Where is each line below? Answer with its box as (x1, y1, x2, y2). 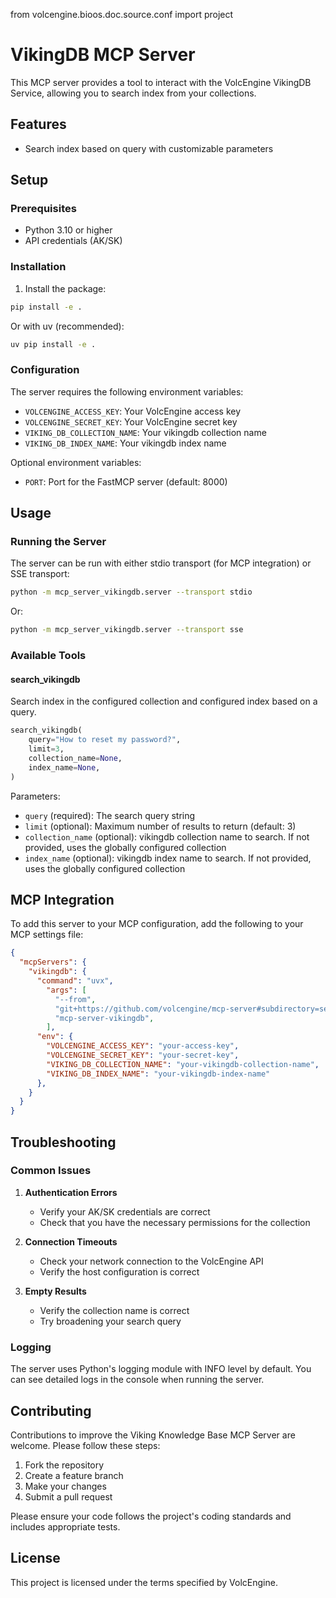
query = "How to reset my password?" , (28, 735, 182, 745)
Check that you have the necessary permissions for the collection (39, 1216, 311, 1228)
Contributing (10, 1402, 92, 1419)
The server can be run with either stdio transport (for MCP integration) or (10, 557, 312, 569)
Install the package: (24, 282, 107, 294)
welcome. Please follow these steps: (10, 1439, 161, 1451)
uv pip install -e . (10, 339, 97, 349)
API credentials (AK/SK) (24, 235, 123, 247)
